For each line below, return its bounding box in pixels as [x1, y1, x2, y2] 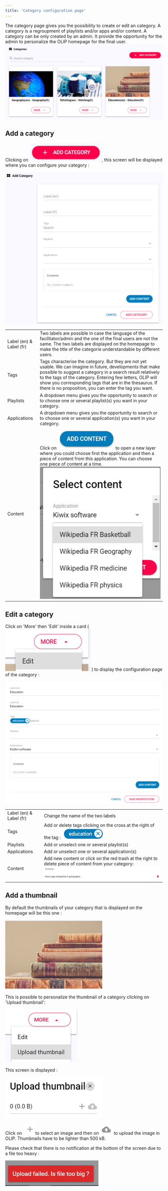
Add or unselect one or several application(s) [44, 848, 137, 854]
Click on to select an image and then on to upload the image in [5, 1130, 160, 1136]
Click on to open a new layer [39, 445, 156, 451]
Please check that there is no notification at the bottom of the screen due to [5, 1145, 161, 1151]
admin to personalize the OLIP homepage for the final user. [5, 38, 126, 45]
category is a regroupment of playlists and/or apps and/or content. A [5, 28, 147, 34]
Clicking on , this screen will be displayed [5, 157, 162, 163]
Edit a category [5, 610, 53, 619]
